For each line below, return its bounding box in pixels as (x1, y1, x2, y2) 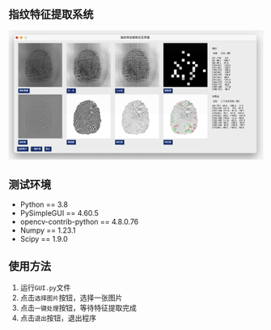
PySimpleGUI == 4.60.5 (19, 208, 99, 218)
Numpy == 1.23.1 (19, 225, 76, 235)
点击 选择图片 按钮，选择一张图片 (19, 293, 123, 302)
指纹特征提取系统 (8, 7, 94, 22)
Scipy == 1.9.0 (19, 234, 69, 244)
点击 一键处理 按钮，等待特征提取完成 (19, 302, 138, 312)
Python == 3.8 (19, 199, 69, 209)
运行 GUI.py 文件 (19, 282, 71, 292)
